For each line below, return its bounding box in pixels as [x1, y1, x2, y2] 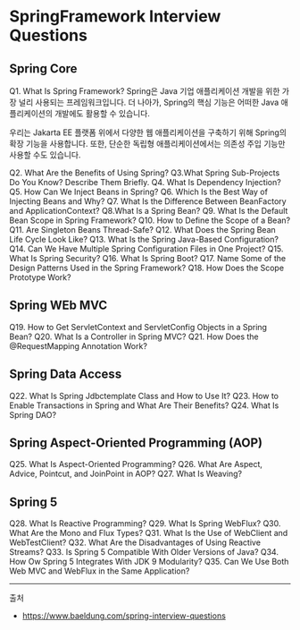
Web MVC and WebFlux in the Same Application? [9, 566, 190, 576]
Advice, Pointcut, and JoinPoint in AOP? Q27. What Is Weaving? [9, 468, 243, 480]
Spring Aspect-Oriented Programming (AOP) [9, 436, 263, 451]
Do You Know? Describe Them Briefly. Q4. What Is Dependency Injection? [9, 177, 281, 187]
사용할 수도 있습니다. [9, 149, 81, 160]
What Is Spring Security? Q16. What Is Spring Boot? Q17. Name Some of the [9, 253, 287, 263]
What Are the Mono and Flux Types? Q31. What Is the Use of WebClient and [9, 528, 288, 539]
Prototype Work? [9, 272, 71, 283]
